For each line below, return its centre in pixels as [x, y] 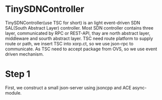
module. [14, 93]
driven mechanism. [25, 54]
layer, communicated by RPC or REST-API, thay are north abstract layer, [78, 33]
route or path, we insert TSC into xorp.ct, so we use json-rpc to [69, 43]
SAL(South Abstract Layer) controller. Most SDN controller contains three [79, 28]
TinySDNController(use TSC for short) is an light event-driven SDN [73, 23]
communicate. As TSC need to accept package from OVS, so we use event [81, 49]
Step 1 [18, 74]
